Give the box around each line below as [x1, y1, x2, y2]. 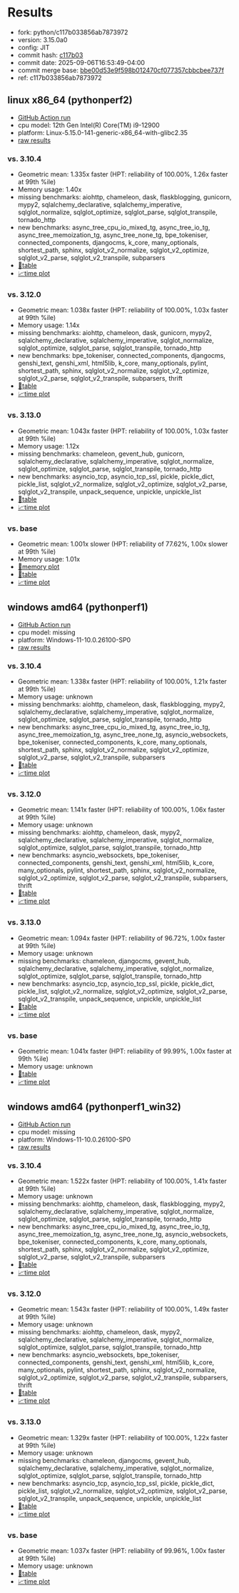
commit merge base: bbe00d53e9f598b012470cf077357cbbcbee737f [17, 66, 225, 74]
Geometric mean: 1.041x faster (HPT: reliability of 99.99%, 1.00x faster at [17, 1047, 232, 1055]
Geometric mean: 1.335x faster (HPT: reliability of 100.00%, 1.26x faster [17, 170, 228, 179]
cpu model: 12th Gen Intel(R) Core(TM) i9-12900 [17, 121, 161, 129]
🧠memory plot [17, 562, 60, 571]
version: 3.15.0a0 [17, 35, 68, 44]
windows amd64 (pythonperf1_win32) [7, 1101, 182, 1113]
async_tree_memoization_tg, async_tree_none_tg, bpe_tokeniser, [17, 231, 208, 239]
